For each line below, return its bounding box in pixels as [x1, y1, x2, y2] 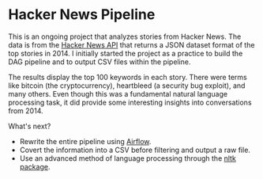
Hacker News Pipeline [8, 6, 156, 24]
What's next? [8, 121, 51, 131]
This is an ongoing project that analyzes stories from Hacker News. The [8, 32, 242, 41]
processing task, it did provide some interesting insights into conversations [8, 97, 252, 107]
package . [19, 162, 51, 171]
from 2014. [8, 105, 43, 116]
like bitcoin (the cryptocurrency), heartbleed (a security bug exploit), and [8, 81, 246, 90]
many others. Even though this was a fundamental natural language [8, 89, 227, 98]
